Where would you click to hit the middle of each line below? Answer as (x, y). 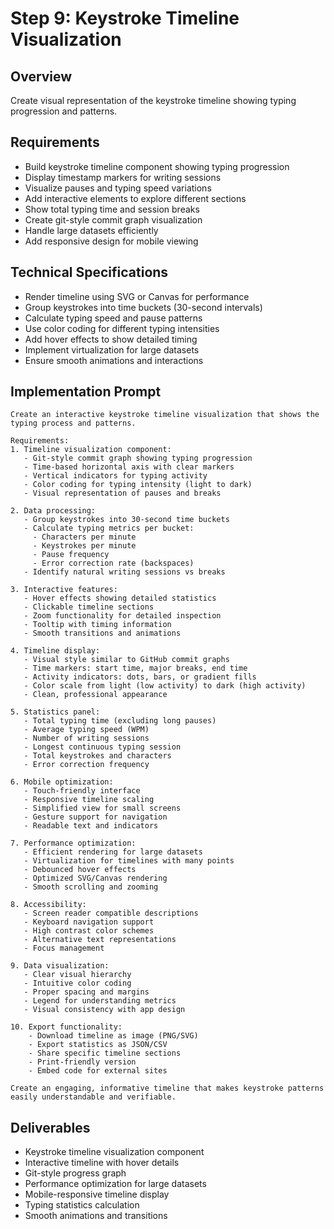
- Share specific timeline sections (105, 1053)
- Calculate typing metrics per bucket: (109, 528)
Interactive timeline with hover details (102, 1163)
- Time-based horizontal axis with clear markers (129, 467)
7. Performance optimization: (73, 843)
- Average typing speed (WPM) (86, 730)
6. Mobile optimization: (62, 782)
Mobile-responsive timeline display (97, 1194)
